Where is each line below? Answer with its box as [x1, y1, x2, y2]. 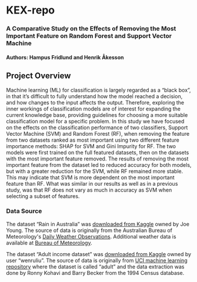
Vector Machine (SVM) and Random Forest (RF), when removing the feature [6, 130, 190, 137]
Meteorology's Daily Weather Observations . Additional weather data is [6, 233, 176, 240]
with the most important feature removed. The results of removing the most [6, 155, 189, 162]
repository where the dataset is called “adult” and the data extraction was [6, 263, 185, 270]
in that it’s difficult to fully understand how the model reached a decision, [6, 92, 183, 100]
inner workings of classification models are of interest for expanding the [6, 105, 181, 112]
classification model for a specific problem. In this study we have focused [6, 117, 185, 125]
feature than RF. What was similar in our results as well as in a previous [6, 180, 178, 187]
